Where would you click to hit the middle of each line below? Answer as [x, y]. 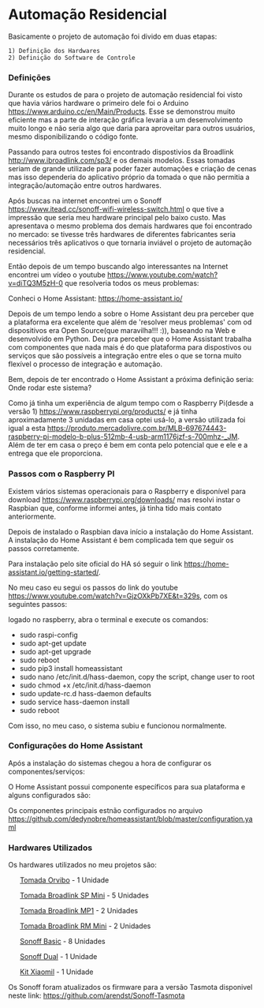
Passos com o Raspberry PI [61, 474]
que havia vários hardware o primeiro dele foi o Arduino [99, 103]
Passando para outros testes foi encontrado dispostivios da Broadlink [121, 152]
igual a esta [27, 429]
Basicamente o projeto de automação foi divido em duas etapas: [113, 36]
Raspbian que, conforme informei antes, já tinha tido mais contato [115, 508]
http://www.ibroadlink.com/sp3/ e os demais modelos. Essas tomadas [122, 160]
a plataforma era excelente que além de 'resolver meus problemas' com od [130, 322]
